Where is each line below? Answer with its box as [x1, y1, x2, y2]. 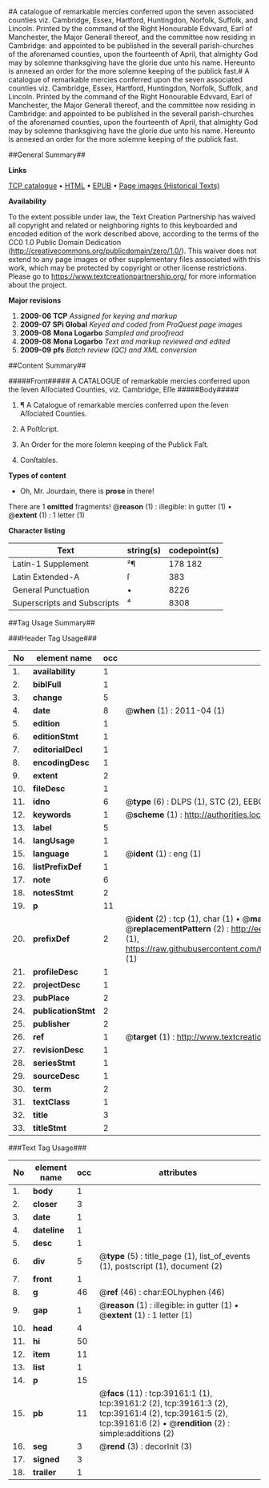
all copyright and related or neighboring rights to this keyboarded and [8, 220, 238, 230]
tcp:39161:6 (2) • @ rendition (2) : [98, 1418, 231, 1429]
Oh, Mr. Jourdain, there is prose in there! [19, 486, 155, 496]
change [33, 692, 62, 703]
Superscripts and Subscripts [12, 597, 120, 608]
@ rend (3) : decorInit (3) [98, 1441, 193, 1452]
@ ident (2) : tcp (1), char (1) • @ [125, 913, 251, 924]
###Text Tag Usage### [8, 1143, 87, 1152]
